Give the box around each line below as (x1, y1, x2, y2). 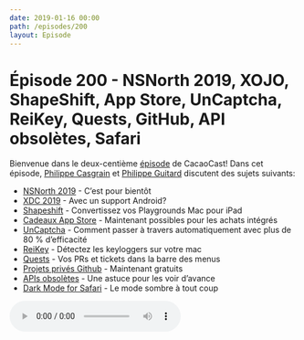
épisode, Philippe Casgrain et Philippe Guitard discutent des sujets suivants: (9, 168, 296, 179)
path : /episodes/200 (9, 22, 89, 31)
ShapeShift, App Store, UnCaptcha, (9, 89, 283, 110)
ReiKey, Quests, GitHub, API (9, 109, 225, 129)
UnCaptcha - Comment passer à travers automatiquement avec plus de (22, 225, 292, 236)
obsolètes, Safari (9, 128, 142, 149)
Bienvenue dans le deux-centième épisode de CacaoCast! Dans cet (9, 158, 264, 169)
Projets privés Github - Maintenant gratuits (22, 263, 183, 274)
